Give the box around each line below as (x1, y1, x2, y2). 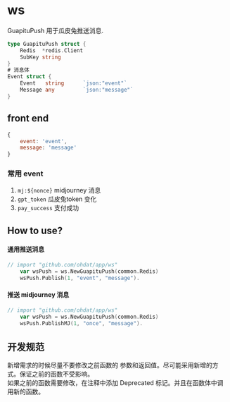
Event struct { (7, 73, 52, 80)
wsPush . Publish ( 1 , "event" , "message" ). (20, 274, 140, 281)
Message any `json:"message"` (20, 87, 134, 94)
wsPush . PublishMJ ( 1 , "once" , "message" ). (20, 319, 143, 327)
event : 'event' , (20, 138, 68, 145)
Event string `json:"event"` (20, 80, 128, 87)
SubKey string (20, 54, 61, 61)
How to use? (7, 224, 63, 236)
